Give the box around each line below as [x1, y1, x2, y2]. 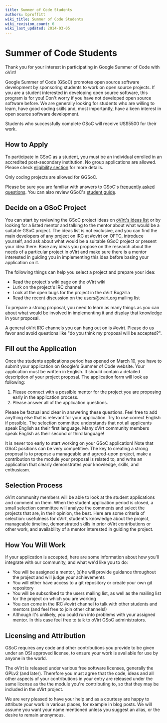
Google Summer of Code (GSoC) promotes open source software [5, 79, 140, 85]
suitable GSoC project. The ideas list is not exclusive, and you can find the [5, 227, 158, 233]
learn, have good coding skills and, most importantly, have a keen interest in [5, 106, 162, 112]
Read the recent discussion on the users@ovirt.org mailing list [12, 295, 140, 301]
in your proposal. [5, 315, 40, 321]
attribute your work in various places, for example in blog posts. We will [5, 701, 152, 707]
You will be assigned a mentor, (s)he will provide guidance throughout [12, 569, 156, 575]
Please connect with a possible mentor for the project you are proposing [12, 389, 161, 395]
